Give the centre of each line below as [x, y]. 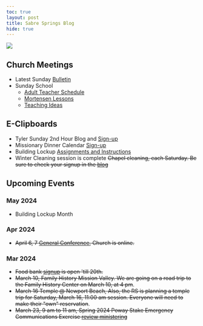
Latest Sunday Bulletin [43, 79]
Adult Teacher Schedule [54, 92]
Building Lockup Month [44, 214]
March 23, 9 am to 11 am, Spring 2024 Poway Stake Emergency [94, 310]
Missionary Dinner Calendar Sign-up [61, 145]
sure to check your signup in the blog [62, 164]
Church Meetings [40, 65]
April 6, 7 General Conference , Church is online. [75, 242]
